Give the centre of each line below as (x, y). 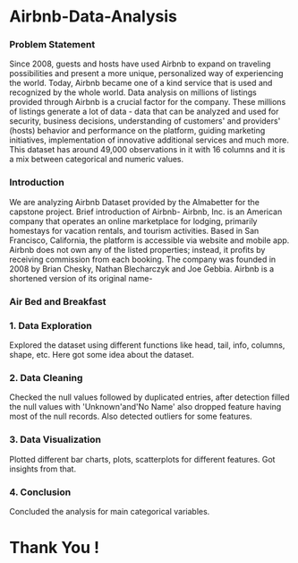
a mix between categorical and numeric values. (97, 160)
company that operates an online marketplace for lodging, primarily (133, 221)
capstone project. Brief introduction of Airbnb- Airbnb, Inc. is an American (146, 212)
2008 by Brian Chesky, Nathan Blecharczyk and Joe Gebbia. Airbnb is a (142, 269)
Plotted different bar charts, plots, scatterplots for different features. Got (142, 459)
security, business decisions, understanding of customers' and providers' (145, 121)
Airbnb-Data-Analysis (93, 17)
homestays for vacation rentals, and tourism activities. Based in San (134, 230)
